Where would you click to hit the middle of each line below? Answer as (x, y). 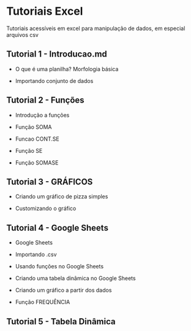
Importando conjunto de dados (54, 80)
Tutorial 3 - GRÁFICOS (50, 181)
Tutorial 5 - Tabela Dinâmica (61, 321)
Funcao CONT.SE (37, 139)
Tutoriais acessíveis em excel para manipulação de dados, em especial (96, 28)
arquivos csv (22, 34)
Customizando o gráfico (46, 208)
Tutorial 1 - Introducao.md (57, 54)
